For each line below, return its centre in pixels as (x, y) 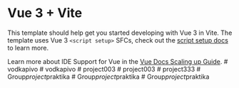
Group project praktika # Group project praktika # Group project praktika (108, 77)
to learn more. (28, 48)
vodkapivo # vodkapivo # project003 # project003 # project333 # (104, 69)
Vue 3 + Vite (45, 13)
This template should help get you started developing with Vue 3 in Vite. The (120, 33)
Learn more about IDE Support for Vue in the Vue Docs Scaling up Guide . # (118, 61)
